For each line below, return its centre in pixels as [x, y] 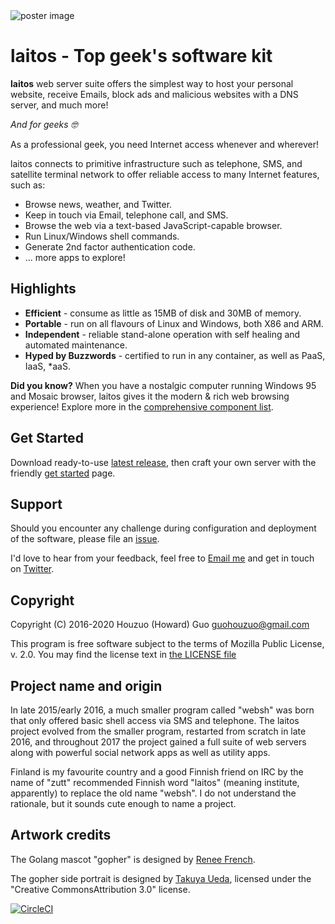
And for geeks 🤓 [44, 124]
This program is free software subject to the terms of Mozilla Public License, [167, 644]
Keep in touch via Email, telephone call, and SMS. [126, 215]
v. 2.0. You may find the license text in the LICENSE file [123, 655]
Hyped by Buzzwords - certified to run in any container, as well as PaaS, [175, 355]
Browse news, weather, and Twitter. [98, 204]
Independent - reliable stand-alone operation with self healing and [162, 334]
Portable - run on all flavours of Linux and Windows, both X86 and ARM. [174, 323]
